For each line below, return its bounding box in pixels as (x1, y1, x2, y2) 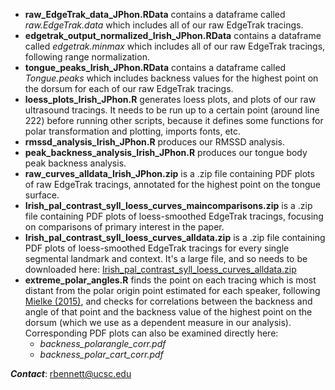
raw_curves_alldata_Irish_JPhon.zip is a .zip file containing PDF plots (24, 168, 315, 179)
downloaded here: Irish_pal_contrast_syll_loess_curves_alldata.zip (24, 264, 297, 275)
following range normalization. (24, 51, 150, 63)
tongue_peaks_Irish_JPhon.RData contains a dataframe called (24, 62, 287, 73)
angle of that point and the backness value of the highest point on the (24, 306, 313, 318)
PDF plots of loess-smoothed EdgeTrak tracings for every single (24, 242, 290, 254)
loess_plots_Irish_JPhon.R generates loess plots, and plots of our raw (24, 94, 317, 105)
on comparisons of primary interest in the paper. (24, 221, 225, 233)
